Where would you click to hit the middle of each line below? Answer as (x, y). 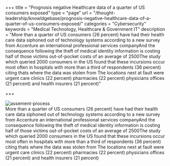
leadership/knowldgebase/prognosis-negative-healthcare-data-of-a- (78, 18)
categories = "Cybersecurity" (115, 24)
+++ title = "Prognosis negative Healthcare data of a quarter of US (75, 7)
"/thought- (104, 13)
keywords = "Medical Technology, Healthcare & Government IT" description (85, 29)
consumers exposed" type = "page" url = (49, 13)
